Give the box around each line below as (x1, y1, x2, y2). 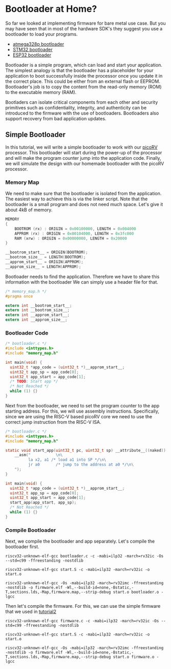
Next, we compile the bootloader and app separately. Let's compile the (5, 538, 155, 545)
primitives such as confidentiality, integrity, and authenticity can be (5, 104, 147, 110)
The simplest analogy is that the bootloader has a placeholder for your (5, 67, 154, 73)
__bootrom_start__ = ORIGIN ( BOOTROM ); (5, 250, 88, 255)
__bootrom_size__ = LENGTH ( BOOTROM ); (5, 255, 86, 260)
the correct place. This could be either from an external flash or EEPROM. (5, 78, 160, 84)
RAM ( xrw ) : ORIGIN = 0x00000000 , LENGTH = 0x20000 (14, 236, 127, 241)
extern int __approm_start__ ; (5, 312, 70, 318)
